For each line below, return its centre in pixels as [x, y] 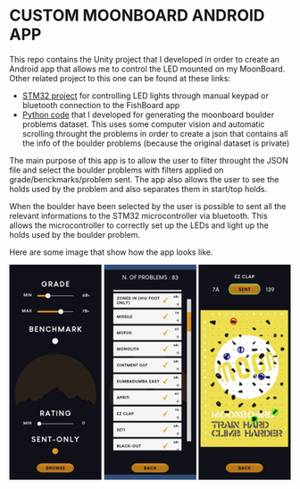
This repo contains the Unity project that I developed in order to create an [144, 59]
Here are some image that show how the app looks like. [111, 252]
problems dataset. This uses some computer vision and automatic [143, 124]
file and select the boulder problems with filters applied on [117, 170]
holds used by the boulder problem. [75, 234]
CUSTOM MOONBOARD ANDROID [137, 16]
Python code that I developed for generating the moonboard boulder [148, 114]
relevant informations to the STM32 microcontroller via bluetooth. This [138, 215]
